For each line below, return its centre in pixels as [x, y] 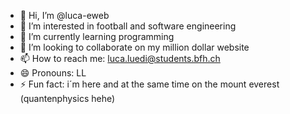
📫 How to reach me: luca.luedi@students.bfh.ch [120, 58]
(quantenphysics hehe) [67, 98]
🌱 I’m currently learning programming [97, 36]
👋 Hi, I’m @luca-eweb [64, 15]
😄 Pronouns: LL [53, 73]
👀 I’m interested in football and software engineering [128, 26]
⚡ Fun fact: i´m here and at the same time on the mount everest [149, 84]
